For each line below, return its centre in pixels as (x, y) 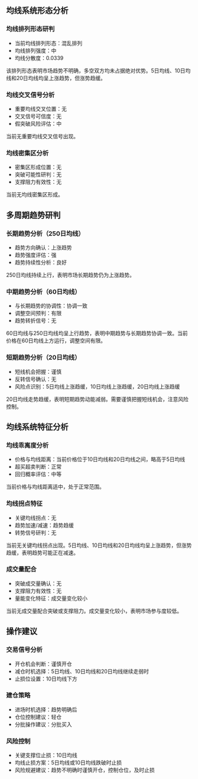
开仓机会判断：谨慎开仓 (43, 664)
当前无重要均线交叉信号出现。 (42, 136)
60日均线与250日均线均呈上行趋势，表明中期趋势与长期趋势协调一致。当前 (97, 333)
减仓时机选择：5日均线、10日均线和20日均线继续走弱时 (82, 671)
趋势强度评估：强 (35, 255)
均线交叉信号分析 (30, 95)
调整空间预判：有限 (38, 313)
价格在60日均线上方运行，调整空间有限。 (56, 341)
